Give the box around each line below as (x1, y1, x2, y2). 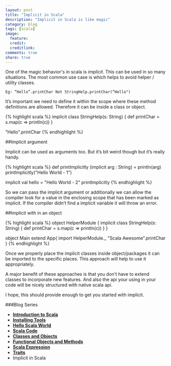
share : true (5, 55, 31, 60)
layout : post (5, 7, 33, 13)
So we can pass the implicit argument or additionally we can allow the (5, 189, 152, 195)
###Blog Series (5, 302, 38, 308)
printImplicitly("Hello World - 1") (5, 169, 72, 176)
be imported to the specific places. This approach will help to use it (5, 256, 147, 262)
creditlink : (10, 45, 36, 50)
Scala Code (12, 328, 38, 334)
